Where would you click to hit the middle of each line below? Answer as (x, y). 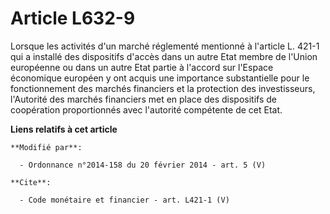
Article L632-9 (73, 18)
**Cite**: (31, 182)
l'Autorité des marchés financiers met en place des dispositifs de (144, 99)
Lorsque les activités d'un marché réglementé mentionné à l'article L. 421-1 (165, 46)
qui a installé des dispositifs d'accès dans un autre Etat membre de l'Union (164, 56)
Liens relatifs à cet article (64, 129)
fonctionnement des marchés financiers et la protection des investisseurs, (163, 88)
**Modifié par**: (46, 147)
